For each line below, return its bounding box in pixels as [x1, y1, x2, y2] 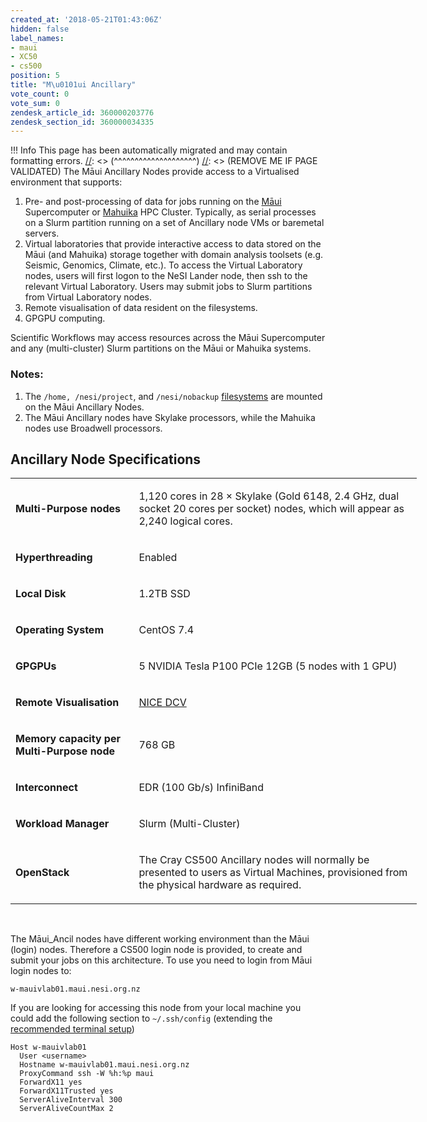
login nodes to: [10, 965, 72, 977]
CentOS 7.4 [138, 623, 195, 637]
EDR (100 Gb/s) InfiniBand [138, 781, 264, 795]
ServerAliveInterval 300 [19, 1095, 123, 1105]
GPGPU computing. [24, 312, 106, 325]
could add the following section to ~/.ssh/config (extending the [10, 1012, 273, 1025]
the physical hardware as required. [138, 878, 302, 892]
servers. [24, 227, 60, 240]
